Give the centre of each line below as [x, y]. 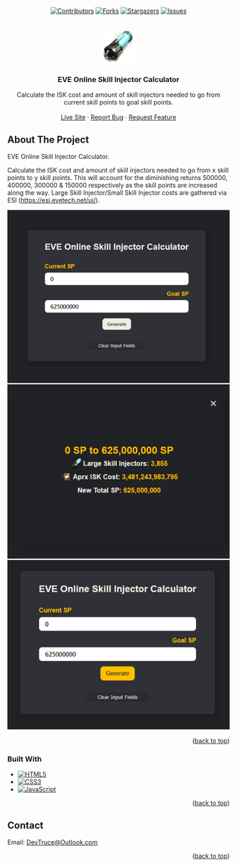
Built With [25, 759]
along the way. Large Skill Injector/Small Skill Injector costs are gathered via [117, 193]
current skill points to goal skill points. [119, 102]
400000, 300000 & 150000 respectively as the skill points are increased [112, 185]
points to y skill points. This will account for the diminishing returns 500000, [117, 178]
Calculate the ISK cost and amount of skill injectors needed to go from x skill [118, 170]
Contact [25, 825]
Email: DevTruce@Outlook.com [53, 842]
